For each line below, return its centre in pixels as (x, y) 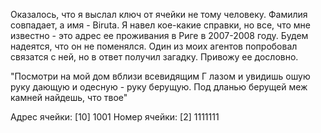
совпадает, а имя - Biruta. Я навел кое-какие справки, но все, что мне (160, 25)
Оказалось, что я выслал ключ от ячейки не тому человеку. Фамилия (159, 14)
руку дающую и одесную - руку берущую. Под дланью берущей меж (159, 87)
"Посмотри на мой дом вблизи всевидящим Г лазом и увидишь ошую (160, 76)
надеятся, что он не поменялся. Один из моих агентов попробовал (154, 46)
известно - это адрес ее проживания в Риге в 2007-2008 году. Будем (159, 35)
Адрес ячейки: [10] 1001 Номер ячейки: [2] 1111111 (115, 117)
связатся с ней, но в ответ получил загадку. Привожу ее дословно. (154, 57)
